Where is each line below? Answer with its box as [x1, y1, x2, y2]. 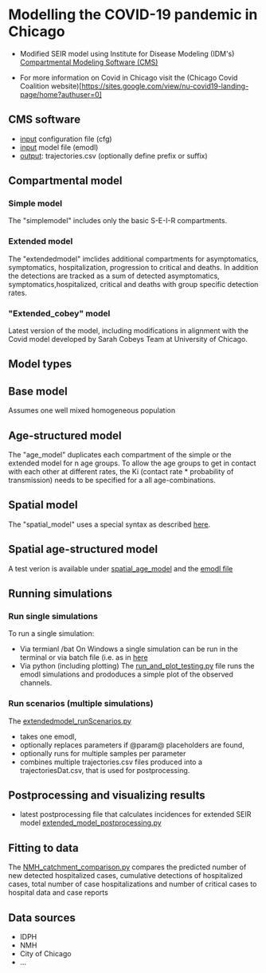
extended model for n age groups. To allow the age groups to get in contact [8, 458, 256, 468]
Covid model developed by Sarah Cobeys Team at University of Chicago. [8, 335, 248, 344]
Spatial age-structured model [8, 543, 158, 556]
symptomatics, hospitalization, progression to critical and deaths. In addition [8, 262, 259, 272]
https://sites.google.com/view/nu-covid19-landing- [81, 81, 249, 91]
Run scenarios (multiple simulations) [8, 698, 154, 709]
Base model [8, 384, 68, 398]
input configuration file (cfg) [19, 134, 113, 143]
